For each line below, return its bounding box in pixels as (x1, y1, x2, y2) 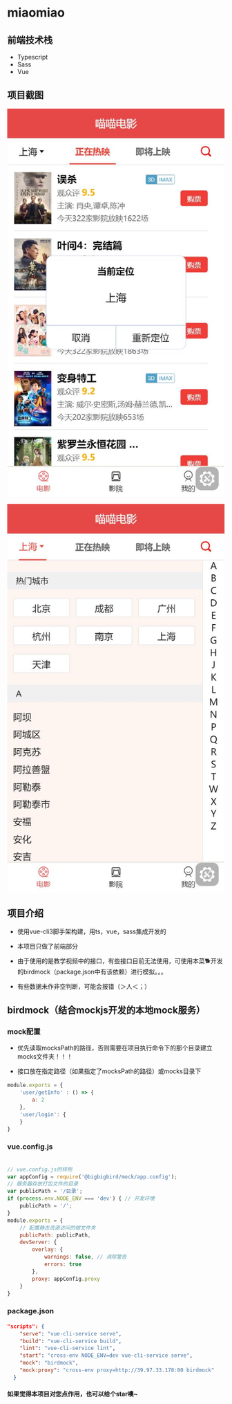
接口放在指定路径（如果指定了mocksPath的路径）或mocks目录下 (17, 1067, 202, 1075)
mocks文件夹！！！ (17, 1052, 73, 1061)
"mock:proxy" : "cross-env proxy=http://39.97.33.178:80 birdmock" (19, 1367, 215, 1374)
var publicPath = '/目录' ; (7, 1188, 83, 1195)
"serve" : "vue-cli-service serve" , (19, 1330, 122, 1337)
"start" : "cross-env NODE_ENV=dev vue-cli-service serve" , (19, 1352, 193, 1359)
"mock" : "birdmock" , (19, 1360, 79, 1367)
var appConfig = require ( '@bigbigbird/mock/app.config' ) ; (7, 1173, 177, 1180)
